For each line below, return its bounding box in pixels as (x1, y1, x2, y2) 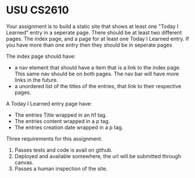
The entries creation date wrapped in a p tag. (14, 124, 124, 131)
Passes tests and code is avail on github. (14, 146, 113, 153)
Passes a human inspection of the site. (14, 165, 108, 172)
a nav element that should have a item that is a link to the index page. (14, 64, 181, 71)
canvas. (14, 159, 34, 166)
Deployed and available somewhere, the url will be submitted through (14, 152, 182, 159)
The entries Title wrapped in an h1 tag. (14, 111, 107, 118)
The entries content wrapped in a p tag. (14, 117, 110, 124)
